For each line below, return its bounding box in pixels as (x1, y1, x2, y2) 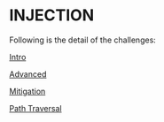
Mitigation (9, 86, 46, 96)
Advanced (9, 68, 47, 80)
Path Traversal (9, 103, 62, 113)
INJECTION (9, 5, 95, 26)
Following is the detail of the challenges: (9, 34, 157, 45)
